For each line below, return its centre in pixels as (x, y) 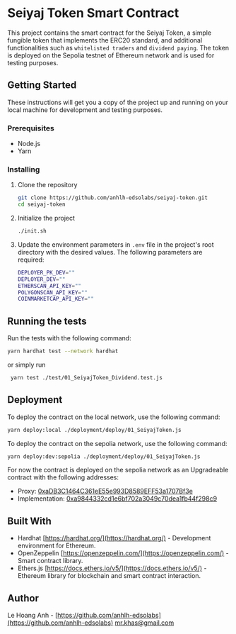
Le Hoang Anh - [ (33, 616)
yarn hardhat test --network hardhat (63, 351)
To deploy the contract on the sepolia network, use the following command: (117, 443)
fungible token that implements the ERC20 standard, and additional (105, 40)
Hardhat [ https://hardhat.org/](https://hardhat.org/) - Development (114, 538)
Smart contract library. (50, 561)
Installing (24, 169)
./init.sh (32, 231)
